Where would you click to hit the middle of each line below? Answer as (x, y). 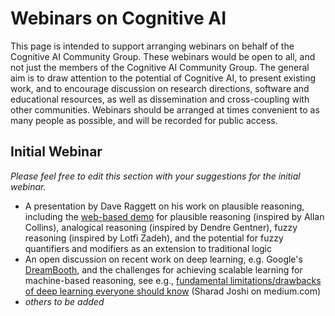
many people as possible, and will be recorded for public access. (144, 120)
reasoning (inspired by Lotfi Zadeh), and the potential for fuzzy (154, 238)
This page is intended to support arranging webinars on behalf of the (152, 46)
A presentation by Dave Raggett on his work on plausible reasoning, (164, 206)
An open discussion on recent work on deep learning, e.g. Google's (163, 259)
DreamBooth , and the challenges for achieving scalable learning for (163, 269)
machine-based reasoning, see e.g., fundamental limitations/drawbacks (173, 280)
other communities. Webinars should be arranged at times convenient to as (165, 109)
